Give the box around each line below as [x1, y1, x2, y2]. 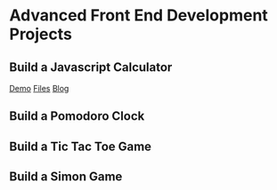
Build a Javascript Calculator [9, 59, 173, 75]
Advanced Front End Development [9, 5, 269, 26]
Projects [9, 24, 73, 44]
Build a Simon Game [9, 170, 123, 185]
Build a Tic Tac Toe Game [9, 139, 152, 154]
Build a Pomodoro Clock [9, 108, 145, 124]
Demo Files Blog [9, 83, 69, 93]
